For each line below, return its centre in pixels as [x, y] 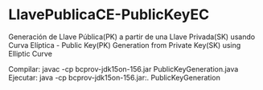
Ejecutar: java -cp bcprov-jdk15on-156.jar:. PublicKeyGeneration [115, 77]
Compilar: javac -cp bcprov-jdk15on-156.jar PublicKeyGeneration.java [123, 68]
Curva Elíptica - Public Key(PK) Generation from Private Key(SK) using [125, 45]
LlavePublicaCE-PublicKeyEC [109, 15]
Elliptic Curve [30, 53]
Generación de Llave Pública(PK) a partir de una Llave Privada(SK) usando [132, 37]
